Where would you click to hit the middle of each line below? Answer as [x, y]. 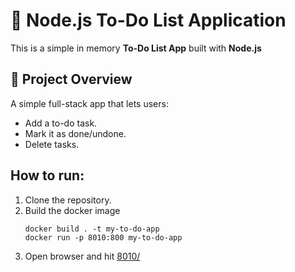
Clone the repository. [68, 200]
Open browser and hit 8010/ [82, 256]
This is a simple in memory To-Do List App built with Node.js [136, 48]
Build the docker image [72, 210]
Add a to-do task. [61, 123]
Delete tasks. [52, 144]
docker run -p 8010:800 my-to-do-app [103, 237]
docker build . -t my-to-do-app [92, 229]
